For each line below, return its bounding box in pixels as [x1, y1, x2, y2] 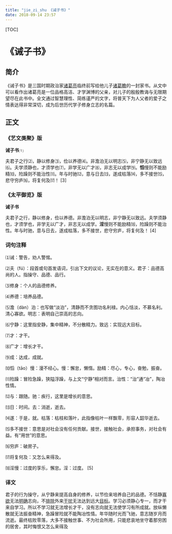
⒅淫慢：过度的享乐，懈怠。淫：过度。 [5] [5, 464, 94, 471]
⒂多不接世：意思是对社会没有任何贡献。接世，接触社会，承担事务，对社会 [5, 425, 162, 432]
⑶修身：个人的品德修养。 [5, 282, 59, 288]
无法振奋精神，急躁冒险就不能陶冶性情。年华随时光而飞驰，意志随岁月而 [14, 510, 167, 517]
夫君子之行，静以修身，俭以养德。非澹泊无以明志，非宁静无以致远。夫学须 [5, 215, 162, 221]
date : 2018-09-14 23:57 [5, 12, 56, 17]
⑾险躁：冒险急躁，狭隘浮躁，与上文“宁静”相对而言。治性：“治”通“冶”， [5, 376, 156, 382]
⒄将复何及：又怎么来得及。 [5, 454, 64, 460]
